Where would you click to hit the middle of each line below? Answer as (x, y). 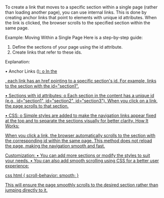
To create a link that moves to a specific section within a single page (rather (81, 7)
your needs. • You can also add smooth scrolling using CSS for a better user (82, 161)
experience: (17, 166)
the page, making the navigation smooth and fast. (55, 146)
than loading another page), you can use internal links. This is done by (76, 12)
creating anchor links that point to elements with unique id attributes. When (81, 17)
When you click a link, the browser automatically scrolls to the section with (80, 135)
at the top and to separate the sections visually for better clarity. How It (77, 121)
